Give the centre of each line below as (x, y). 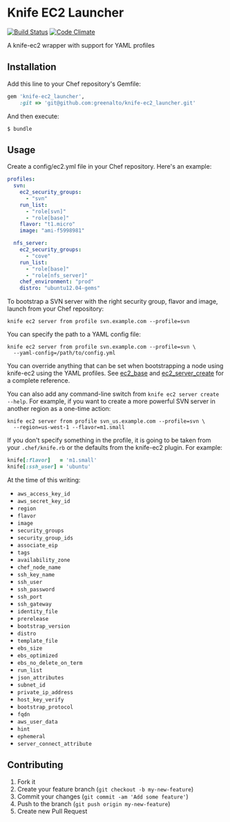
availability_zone (44, 560)
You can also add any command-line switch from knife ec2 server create (113, 394)
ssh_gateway (34, 604)
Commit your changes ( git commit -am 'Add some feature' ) (103, 796)
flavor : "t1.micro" (48, 224)
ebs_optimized (37, 655)
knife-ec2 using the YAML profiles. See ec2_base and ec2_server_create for (116, 373)
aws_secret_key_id (44, 501)
